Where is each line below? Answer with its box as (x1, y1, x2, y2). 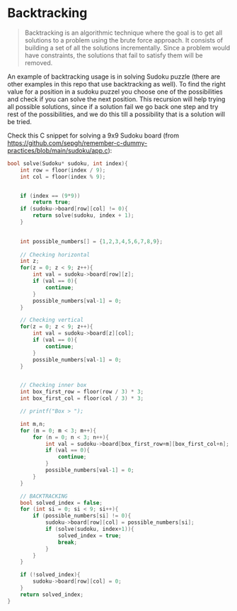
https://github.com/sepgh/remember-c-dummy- (7, 138, 148, 147)
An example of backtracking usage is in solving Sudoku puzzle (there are (7, 72, 221, 81)
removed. (24, 58, 53, 67)
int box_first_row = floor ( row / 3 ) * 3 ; (20, 388, 144, 396)
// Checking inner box (20, 381, 87, 389)
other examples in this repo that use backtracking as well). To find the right (7, 79, 226, 88)
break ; (57, 539, 78, 546)
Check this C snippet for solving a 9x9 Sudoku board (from (7, 131, 179, 140)
